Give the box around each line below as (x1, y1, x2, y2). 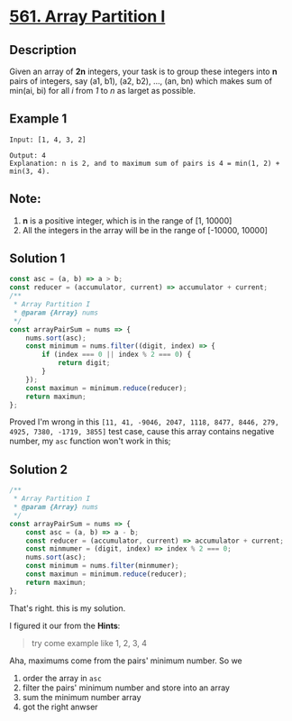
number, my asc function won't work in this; (9, 435, 171, 447)
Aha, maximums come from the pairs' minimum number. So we (9, 655, 242, 666)
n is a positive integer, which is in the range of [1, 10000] (22, 214, 233, 226)
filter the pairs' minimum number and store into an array (22, 682, 230, 693)
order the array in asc (22, 672, 102, 683)
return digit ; (57, 359, 111, 368)
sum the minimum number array (22, 691, 141, 702)
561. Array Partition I (9, 6, 166, 27)
